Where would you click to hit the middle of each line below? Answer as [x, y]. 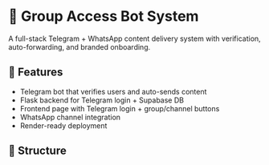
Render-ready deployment [63, 125]
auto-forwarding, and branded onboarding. [79, 46]
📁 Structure [37, 151]
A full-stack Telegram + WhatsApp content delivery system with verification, [134, 38]
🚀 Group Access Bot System [104, 16]
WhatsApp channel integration [70, 117]
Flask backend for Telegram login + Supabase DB [102, 100]
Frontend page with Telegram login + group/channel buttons [120, 108]
